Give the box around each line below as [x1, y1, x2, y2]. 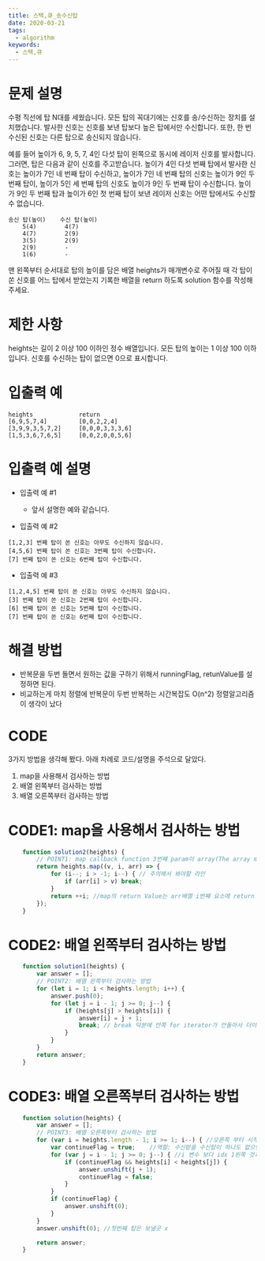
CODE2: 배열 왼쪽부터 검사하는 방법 [8, 936, 227, 954]
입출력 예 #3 [19, 570, 58, 580]
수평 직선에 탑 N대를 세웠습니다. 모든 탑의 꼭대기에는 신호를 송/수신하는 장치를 [8, 112, 248, 122]
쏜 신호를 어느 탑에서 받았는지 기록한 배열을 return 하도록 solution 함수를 [8, 275, 233, 285]
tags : [8, 26, 26, 34]
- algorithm [15, 33, 55, 42]
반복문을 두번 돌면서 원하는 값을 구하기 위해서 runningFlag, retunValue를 [19, 669, 244, 679]
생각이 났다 [28, 699, 62, 708]
